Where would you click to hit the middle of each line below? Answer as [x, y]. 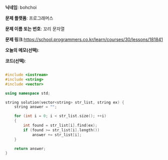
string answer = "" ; [36, 107]
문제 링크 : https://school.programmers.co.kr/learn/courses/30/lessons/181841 [84, 39]
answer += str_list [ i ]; [57, 135]
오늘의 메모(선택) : [22, 50]
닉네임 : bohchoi [21, 7]
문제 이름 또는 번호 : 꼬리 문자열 [35, 29]
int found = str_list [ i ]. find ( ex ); [60, 125]
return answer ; [30, 148]
